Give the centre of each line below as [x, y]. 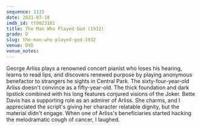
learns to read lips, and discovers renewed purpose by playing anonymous [99, 74]
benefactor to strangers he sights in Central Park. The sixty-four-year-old [98, 81]
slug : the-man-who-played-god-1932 [51, 40]
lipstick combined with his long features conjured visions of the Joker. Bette [101, 93]
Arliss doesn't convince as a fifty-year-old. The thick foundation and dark [98, 87]
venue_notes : [23, 51]
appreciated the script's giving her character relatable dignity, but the [93, 107]
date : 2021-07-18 [28, 17]
